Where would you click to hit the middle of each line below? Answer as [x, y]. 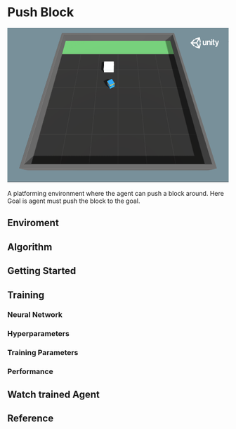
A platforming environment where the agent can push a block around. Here [116, 193]
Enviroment [33, 223]
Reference [31, 418]
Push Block [41, 12]
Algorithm [30, 247]
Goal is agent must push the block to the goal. [74, 201]
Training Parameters [43, 353]
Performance [31, 372]
